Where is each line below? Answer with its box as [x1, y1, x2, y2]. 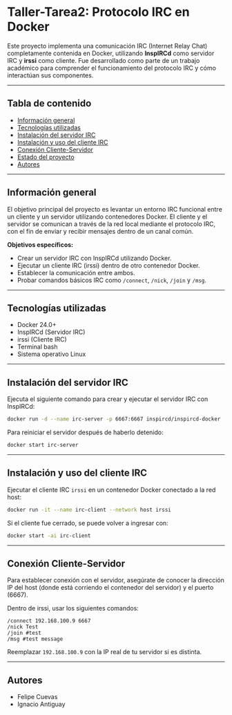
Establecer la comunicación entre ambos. [17, 268, 136, 277]
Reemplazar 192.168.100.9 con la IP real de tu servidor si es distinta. [7, 648, 202, 656]
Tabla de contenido [7, 98, 92, 109]
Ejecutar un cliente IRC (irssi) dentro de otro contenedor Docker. [17, 261, 200, 270]
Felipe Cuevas [17, 693, 58, 701]
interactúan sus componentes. [7, 71, 94, 80]
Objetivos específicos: [7, 240, 74, 249]
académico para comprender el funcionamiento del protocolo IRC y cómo [7, 64, 216, 72]
